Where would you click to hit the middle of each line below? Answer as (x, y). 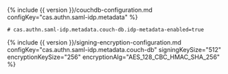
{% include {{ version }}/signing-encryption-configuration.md (94, 42)
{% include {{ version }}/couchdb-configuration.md (80, 10)
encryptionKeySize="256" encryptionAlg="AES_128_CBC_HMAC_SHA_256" (114, 57)
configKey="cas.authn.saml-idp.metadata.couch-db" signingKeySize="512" (114, 50)
